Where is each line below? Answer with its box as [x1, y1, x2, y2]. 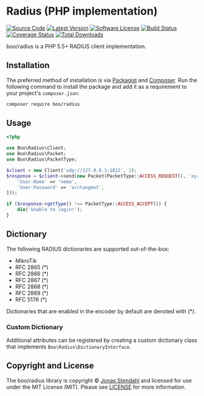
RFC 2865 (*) [15, 263, 49, 271]
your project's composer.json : [6, 89, 80, 97]
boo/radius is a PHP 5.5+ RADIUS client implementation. [6, 43, 147, 50]
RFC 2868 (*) [15, 283, 49, 290]
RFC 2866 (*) [15, 269, 49, 277]
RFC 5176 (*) [15, 296, 47, 303]
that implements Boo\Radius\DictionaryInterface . [6, 343, 132, 350]
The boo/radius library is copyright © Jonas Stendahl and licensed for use [6, 377, 192, 384]
